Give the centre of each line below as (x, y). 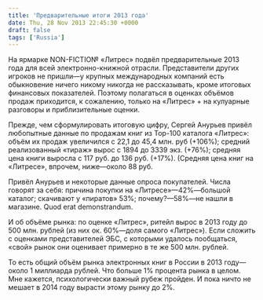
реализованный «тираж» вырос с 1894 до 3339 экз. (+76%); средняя (124, 150)
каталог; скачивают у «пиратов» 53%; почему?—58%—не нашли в (121, 199)
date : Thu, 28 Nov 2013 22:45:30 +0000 (73, 23)
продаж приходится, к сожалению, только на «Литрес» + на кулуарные (129, 101)
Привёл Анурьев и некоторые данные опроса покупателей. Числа (120, 182)
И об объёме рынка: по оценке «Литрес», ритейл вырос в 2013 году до (128, 222)
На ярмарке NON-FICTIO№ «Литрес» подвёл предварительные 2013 (124, 60)
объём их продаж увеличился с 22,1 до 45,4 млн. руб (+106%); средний (129, 141)
